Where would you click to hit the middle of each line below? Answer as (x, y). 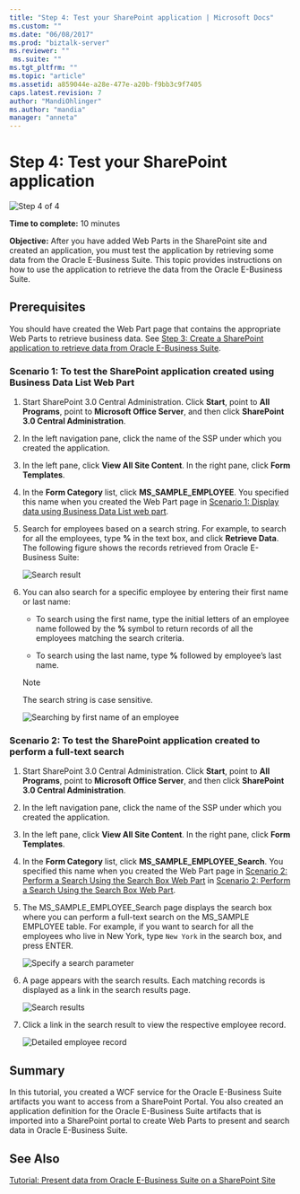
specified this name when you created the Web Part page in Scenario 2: (155, 871)
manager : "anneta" (43, 118)
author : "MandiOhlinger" (56, 101)
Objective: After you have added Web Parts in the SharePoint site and (138, 241)
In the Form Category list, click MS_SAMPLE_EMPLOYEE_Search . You (153, 862)
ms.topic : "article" (48, 76)
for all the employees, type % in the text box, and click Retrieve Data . (150, 539)
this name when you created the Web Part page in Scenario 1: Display (150, 502)
